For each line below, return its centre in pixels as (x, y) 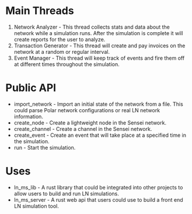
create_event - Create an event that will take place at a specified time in (100, 135)
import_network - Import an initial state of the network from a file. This (98, 104)
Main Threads (40, 11)
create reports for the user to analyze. (60, 39)
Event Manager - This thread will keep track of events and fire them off (99, 58)
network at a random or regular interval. (62, 51)
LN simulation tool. (36, 206)
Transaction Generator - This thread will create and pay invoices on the (100, 46)
